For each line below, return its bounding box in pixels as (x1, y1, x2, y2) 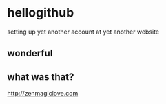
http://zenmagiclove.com (7, 90, 79, 98)
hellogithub (7, 5, 74, 21)
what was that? (7, 71, 74, 83)
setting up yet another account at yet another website (7, 28, 160, 36)
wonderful (7, 48, 53, 59)
